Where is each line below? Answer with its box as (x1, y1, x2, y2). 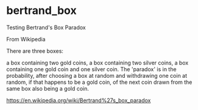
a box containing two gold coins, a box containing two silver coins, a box (6, 59, 189, 66)
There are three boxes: (6, 47, 64, 55)
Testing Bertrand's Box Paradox (6, 24, 87, 31)
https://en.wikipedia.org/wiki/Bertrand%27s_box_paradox (6, 97, 151, 104)
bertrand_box (6, 4, 77, 18)
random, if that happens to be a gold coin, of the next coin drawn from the (6, 78, 193, 86)
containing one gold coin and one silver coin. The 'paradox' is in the (6, 65, 177, 73)
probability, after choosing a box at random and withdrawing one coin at (6, 72, 188, 79)
